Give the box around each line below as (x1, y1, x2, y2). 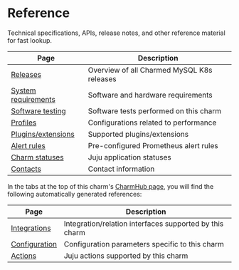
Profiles (11, 118, 37, 128)
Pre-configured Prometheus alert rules (87, 140, 218, 150)
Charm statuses (11, 152, 64, 162)
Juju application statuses (87, 152, 172, 162)
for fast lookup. (7, 36, 52, 44)
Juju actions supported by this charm (63, 251, 188, 261)
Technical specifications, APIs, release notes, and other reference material (7, 28, 225, 37)
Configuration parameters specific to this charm (63, 239, 224, 249)
